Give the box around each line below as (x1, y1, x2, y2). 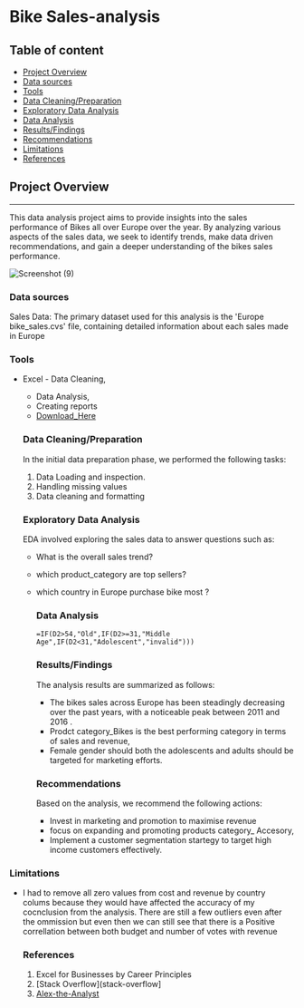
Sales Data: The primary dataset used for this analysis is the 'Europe (9, 311, 264, 323)
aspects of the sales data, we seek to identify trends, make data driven (9, 231, 273, 242)
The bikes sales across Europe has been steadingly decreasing (49, 696, 285, 708)
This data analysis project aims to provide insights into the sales (9, 211, 248, 223)
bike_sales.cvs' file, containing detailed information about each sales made (9, 321, 290, 332)
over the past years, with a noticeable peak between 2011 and (49, 706, 280, 717)
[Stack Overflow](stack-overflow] (35, 979, 162, 990)
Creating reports (35, 401, 98, 412)
